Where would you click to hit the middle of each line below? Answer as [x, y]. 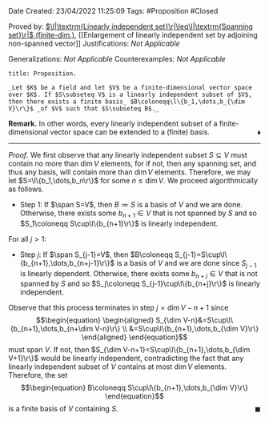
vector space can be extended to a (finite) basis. [130, 132]
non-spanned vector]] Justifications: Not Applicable [94, 43]
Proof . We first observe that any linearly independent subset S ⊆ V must [128, 155]
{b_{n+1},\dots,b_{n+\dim [52, 329]
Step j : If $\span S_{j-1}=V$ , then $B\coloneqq [96, 255]
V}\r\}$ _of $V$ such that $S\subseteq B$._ [84, 109]
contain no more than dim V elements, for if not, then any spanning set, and [132, 163]
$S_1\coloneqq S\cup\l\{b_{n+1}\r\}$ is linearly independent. [119, 223]
